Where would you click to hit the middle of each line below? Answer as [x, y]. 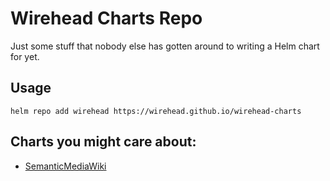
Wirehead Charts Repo [106, 18]
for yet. [25, 56]
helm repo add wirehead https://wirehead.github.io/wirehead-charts [156, 111]
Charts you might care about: [103, 142]
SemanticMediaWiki [65, 166]
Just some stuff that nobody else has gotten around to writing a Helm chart [165, 46]
